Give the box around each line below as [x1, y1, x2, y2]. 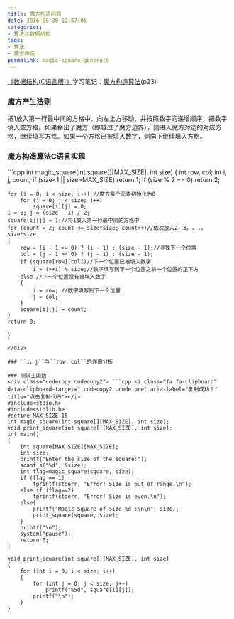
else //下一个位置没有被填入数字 [20, 273, 106, 281]
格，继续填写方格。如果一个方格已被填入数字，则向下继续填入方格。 [7, 132, 206, 141]
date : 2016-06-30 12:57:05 [7, 17, 87, 24]
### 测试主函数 [7, 372, 48, 379]
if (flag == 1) [20, 475, 65, 482]
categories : [7, 23, 43, 31]
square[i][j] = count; [20, 306, 87, 313]
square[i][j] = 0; [33, 203, 87, 211]
